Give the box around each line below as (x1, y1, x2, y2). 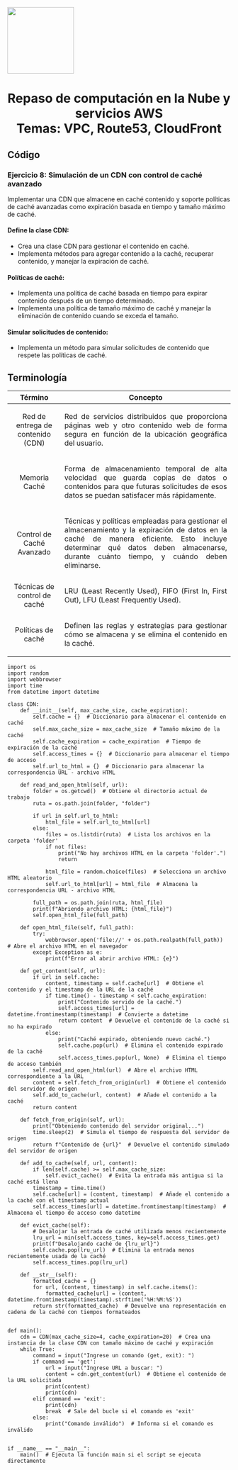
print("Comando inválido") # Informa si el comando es (45, 1420, 214, 1427)
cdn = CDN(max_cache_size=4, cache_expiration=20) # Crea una (20, 1333, 211, 1341)
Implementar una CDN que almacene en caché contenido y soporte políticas (7, 195, 230, 203)
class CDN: (7, 701, 40, 708)
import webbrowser (7, 676, 62, 683)
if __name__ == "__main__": (7, 1445, 91, 1452)
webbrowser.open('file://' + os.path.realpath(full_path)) (45, 936, 223, 944)
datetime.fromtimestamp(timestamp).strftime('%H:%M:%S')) (7, 1296, 182, 1303)
